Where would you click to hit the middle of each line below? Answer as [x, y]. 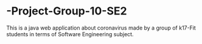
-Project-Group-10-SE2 [67, 11]
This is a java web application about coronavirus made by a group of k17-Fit [101, 28]
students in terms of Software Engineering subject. [70, 34]
